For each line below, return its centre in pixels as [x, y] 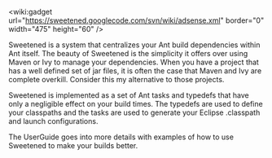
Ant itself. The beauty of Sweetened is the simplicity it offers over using [128, 53]
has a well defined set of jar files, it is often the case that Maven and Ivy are [135, 71]
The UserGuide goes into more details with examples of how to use [121, 137]
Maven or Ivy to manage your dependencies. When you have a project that [134, 62]
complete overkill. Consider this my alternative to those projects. [116, 79]
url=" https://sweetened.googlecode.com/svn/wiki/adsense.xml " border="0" [136, 20]
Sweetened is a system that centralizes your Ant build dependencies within [134, 45]
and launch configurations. [53, 121]
